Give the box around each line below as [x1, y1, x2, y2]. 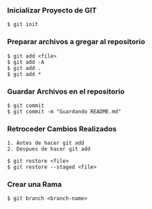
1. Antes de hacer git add [7, 140, 85, 146]
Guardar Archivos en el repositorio [7, 87, 125, 96]
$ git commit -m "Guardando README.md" [7, 108, 122, 115]
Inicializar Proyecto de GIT [7, 5, 98, 15]
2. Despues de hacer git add [7, 146, 91, 153]
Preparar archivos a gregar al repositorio [7, 37, 146, 47]
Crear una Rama [7, 179, 62, 189]
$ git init [7, 21, 39, 28]
